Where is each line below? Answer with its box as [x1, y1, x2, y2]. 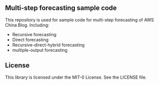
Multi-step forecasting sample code [5, 4, 117, 12]
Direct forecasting [12, 37, 49, 42]
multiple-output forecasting [12, 47, 68, 53]
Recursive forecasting [12, 31, 57, 37]
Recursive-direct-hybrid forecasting [12, 42, 85, 48]
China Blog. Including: [5, 22, 50, 28]
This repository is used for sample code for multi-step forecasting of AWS [5, 17, 154, 22]
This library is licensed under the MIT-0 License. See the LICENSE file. [5, 74, 147, 80]
